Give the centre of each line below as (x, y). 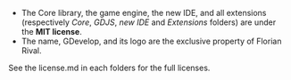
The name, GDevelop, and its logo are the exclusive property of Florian (151, 41)
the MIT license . (51, 32)
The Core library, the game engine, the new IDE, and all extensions (144, 13)
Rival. (31, 51)
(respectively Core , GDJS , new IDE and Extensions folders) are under (149, 22)
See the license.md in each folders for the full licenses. (109, 68)
